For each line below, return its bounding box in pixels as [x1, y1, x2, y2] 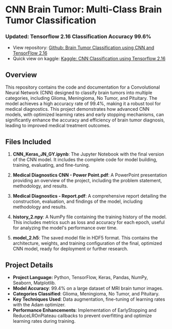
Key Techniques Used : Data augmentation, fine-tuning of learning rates [12, 296, 165, 302]
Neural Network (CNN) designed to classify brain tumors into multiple [5, 90, 152, 96]
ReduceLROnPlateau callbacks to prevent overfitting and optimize [12, 313, 152, 319]
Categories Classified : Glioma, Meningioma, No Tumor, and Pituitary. [12, 290, 160, 297]
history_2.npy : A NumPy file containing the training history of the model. [12, 214, 167, 220]
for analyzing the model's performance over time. [12, 225, 118, 231]
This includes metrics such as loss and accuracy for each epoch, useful [12, 219, 165, 226]
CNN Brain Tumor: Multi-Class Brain [5, 4, 162, 15]
